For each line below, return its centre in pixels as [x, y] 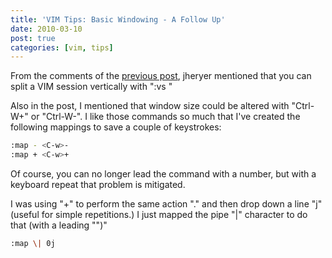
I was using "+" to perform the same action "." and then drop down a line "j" [166, 204]
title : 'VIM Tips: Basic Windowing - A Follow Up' [118, 19]
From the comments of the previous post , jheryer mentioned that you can [161, 76]
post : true [33, 38]
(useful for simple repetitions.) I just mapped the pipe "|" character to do [159, 214]
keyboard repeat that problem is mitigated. [98, 184]
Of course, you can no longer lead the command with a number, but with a [163, 174]
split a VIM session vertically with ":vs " [91, 87]
